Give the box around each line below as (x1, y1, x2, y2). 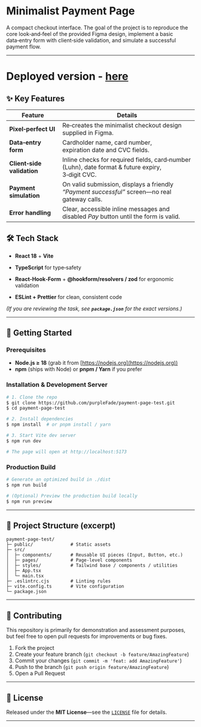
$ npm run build (6, 482, 47, 488)
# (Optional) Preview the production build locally (6, 493, 138, 499)
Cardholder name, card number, (62, 138, 153, 146)
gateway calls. (62, 195, 103, 203)
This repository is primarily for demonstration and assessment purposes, (6, 627, 185, 634)
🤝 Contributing (6, 610, 62, 621)
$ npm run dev (6, 438, 42, 444)
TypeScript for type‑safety (14, 264, 82, 271)
